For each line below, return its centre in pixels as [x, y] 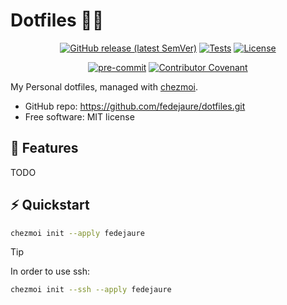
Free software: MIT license [79, 116]
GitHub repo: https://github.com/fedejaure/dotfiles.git [135, 106]
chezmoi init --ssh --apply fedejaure [91, 290]
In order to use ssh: [50, 271]
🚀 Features [44, 148]
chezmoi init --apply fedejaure [77, 233]
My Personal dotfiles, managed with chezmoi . [104, 86]
